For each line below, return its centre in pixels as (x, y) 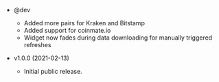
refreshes (37, 45)
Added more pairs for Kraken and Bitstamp (84, 23)
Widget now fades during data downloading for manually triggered (118, 38)
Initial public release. (53, 71)
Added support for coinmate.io (67, 30)
